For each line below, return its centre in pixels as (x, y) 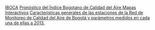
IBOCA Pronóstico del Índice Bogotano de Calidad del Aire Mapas (70, 7)
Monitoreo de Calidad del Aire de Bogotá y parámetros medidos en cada (77, 18)
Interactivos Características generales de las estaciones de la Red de (74, 13)
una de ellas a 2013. (25, 23)
